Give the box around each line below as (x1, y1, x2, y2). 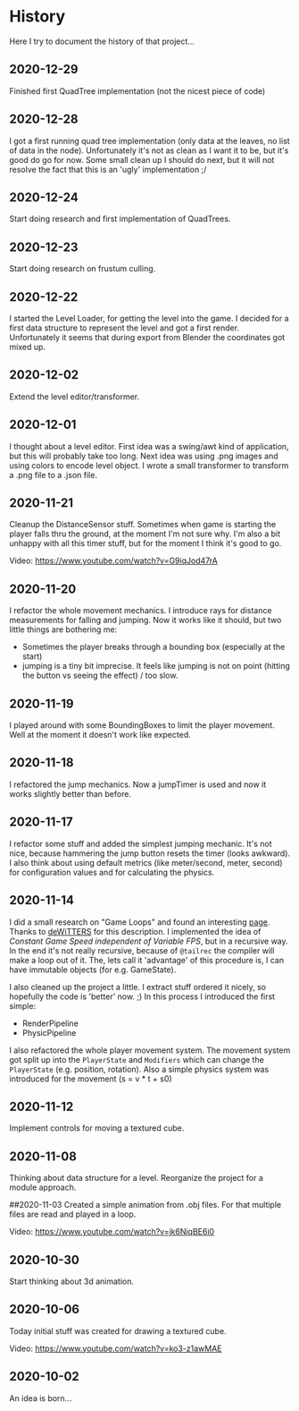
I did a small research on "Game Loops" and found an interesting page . (9, 916, 270, 928)
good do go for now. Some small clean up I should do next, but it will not (9, 154, 275, 165)
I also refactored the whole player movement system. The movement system (9, 1045, 291, 1056)
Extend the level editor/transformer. (9, 391, 140, 402)
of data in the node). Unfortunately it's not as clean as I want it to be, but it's (9, 145, 289, 156)
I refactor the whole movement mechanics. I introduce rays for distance (9, 605, 272, 616)
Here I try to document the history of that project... (9, 36, 195, 47)
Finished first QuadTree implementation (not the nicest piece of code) (9, 85, 266, 96)
